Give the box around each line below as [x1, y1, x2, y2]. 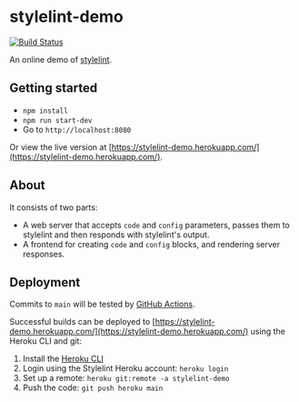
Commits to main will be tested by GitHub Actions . [9, 298, 195, 310]
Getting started [9, 80, 98, 96]
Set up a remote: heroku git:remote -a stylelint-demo [22, 373, 230, 384]
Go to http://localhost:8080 [22, 124, 132, 135]
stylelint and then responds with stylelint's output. [22, 229, 210, 240]
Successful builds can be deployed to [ [9, 317, 156, 327]
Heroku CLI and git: [9, 336, 82, 347]
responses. [22, 248, 65, 259]
